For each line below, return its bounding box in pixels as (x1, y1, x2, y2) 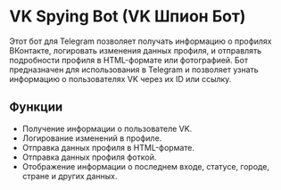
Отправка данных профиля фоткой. (21, 152, 157, 162)
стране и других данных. (21, 170, 118, 181)
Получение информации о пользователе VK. (21, 123, 193, 134)
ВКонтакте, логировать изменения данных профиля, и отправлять (9, 45, 262, 55)
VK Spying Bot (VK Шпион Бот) (9, 6, 246, 27)
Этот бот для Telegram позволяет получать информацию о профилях (9, 36, 272, 46)
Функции (9, 100, 63, 115)
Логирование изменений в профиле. (21, 132, 162, 144)
